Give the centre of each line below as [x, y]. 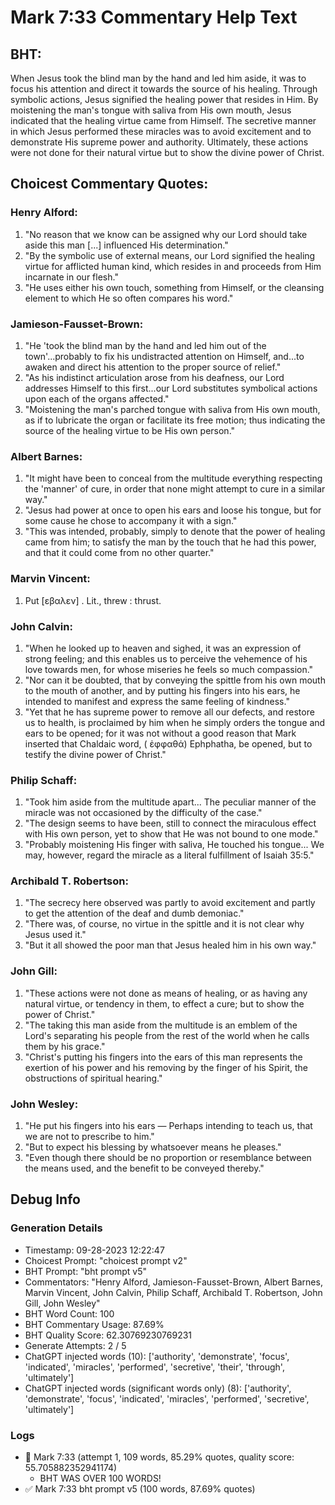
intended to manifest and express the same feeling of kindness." [157, 701]
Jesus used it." [55, 935]
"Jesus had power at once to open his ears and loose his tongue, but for [173, 510]
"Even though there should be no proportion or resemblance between [168, 1158]
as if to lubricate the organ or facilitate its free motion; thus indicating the [175, 420]
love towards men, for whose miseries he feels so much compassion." [169, 669]
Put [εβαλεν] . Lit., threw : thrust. [93, 600]
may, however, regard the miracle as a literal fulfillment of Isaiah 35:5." [169, 855]
